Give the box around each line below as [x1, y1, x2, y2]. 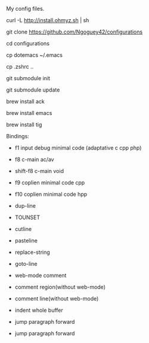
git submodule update [6, 86, 60, 93]
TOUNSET [14, 214, 41, 221]
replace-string [14, 248, 51, 256]
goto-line [14, 260, 38, 267]
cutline [14, 226, 32, 232]
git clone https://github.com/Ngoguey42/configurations [6, 28, 143, 35]
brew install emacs [6, 110, 52, 116]
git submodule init [6, 75, 51, 81]
